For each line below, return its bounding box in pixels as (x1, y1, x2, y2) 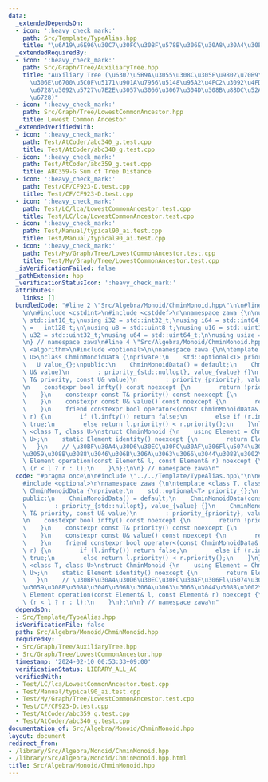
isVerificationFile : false (15, 621, 105, 629)
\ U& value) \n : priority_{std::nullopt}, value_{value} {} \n (22, 368, 259, 376)
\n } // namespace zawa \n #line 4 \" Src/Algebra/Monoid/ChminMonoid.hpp (22, 339, 262, 347)
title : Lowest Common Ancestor (22, 116, 127, 124)
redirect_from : (8, 740, 59, 748)
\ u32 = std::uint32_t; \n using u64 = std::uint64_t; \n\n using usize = (22, 331, 262, 339)
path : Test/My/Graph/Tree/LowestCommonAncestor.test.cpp (22, 249, 216, 257)
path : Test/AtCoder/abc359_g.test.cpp (22, 161, 152, 169)
